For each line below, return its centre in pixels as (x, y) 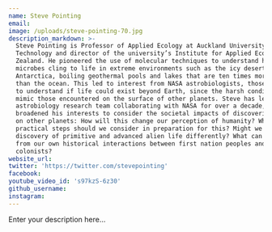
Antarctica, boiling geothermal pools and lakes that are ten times (134, 76)
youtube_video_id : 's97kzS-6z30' (65, 181)
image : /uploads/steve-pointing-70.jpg (76, 31)
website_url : (30, 158)
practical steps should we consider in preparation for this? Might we (139, 129)
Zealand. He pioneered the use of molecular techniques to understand (137, 61)
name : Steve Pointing (45, 16)
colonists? (34, 151)
